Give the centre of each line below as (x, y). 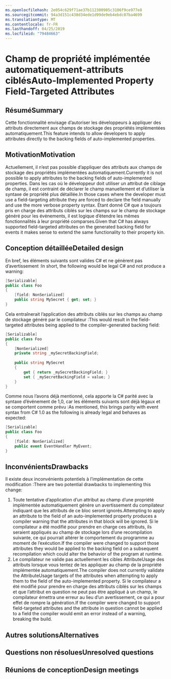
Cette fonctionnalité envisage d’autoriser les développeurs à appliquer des (83, 122)
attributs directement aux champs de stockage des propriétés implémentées (85, 128)
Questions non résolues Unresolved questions (80, 653)
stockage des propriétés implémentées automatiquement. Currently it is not (84, 172)
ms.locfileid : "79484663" (33, 34)
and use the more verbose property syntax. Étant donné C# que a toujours (83, 205)
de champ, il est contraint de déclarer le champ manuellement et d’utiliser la (85, 189)
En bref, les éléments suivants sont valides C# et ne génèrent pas (74, 260)
